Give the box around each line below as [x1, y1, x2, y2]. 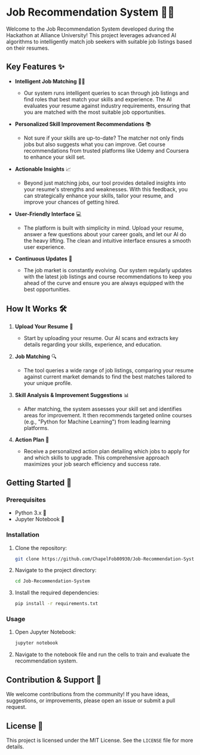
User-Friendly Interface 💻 [14, 210, 82, 218]
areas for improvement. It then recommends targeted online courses [23, 411, 192, 419]
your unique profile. [23, 379, 73, 386]
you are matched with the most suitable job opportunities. [23, 108, 166, 116]
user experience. [23, 243, 66, 251]
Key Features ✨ [6, 62, 64, 72]
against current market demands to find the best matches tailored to [23, 373, 192, 380]
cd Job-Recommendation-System [14, 578, 91, 584]
